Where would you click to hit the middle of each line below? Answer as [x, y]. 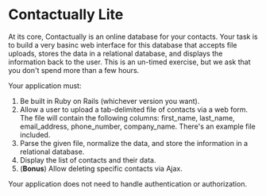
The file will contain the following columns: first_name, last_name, [127, 117]
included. [35, 135]
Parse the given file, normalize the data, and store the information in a [134, 143]
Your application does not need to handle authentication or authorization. [128, 183]
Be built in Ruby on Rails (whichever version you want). [110, 101]
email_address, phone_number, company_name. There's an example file [137, 126]
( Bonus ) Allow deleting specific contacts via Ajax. [101, 168]
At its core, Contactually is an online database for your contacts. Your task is [133, 37]
